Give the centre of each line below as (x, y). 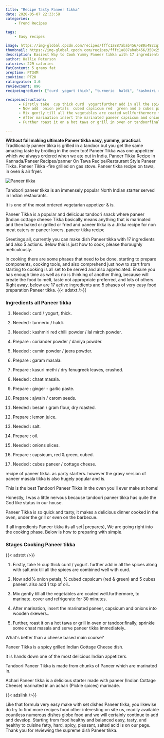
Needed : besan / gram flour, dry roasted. (54, 407)
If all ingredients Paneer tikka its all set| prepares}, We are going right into (79, 527)
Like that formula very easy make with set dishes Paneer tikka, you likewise (81, 704)
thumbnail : (17, 50)
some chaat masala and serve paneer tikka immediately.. (70, 628)
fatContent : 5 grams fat (31, 68)
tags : (11, 32)
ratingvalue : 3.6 (23, 82)
